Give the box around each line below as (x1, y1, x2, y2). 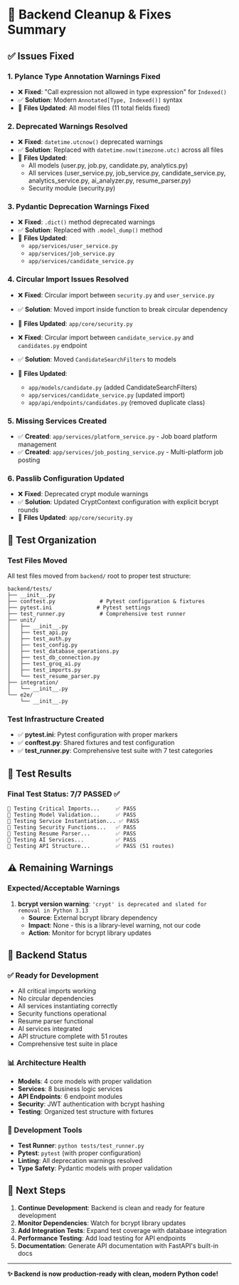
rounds (17, 506, 39, 514)
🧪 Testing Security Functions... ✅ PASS (7, 824, 137, 831)
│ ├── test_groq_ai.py (7, 660, 81, 667)
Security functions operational (17, 1009, 107, 1018)
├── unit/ (7, 617, 37, 624)
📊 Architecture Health (7, 1058, 87, 1068)
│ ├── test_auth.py (7, 635, 72, 642)
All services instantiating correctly (17, 1002, 118, 1010)
